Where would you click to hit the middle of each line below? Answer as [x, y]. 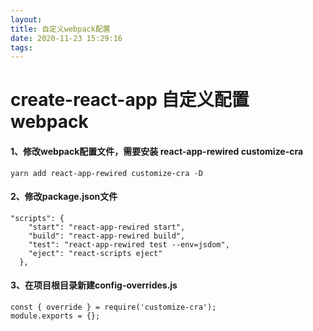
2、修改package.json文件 [64, 197]
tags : [21, 47]
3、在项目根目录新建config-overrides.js [94, 285]
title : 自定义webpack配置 [60, 29]
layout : [26, 19]
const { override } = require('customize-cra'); [113, 307]
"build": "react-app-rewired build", [107, 236]
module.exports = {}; [55, 316]
